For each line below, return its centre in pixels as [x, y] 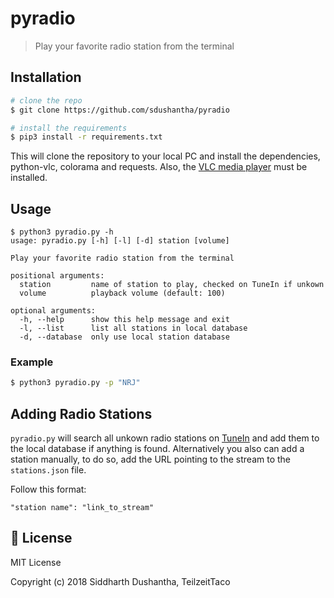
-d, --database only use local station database [124, 337]
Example [32, 362]
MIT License [36, 562]
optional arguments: [53, 311]
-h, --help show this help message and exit [124, 320]
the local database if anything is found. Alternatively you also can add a [157, 449]
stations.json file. [48, 470]
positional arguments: [57, 276]
